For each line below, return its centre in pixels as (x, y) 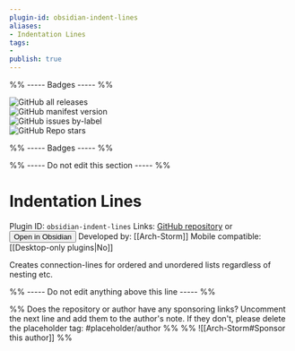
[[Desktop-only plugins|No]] (61, 247)
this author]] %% (41, 338)
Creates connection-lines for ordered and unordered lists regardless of (140, 264)
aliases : (26, 26)
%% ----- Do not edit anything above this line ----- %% (113, 291)
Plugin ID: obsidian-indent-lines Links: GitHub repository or (121, 226)
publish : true (36, 59)
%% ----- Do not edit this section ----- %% (90, 165)
